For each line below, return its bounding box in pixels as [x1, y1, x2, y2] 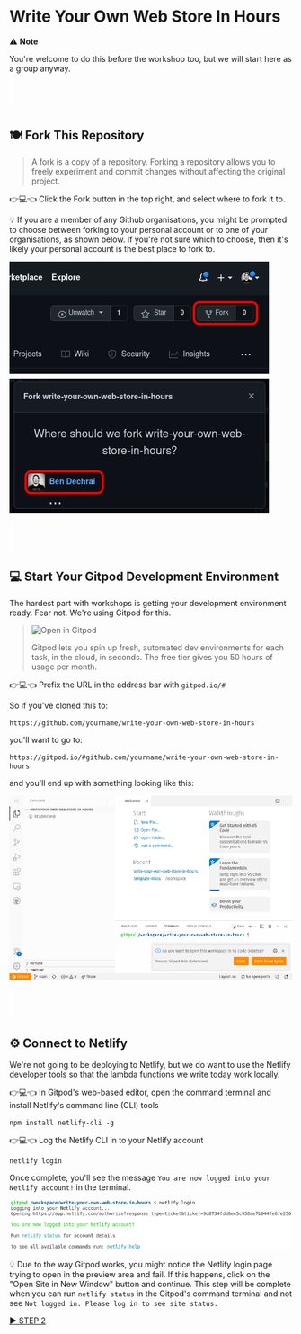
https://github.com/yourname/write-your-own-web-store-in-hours [9, 718, 255, 728]
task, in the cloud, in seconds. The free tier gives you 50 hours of [31, 651, 273, 662]
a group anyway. [9, 63, 71, 74]
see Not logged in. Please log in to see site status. [9, 1298, 218, 1309]
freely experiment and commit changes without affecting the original [31, 166, 286, 176]
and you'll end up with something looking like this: [9, 777, 195, 788]
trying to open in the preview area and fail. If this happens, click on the [9, 1269, 270, 1280]
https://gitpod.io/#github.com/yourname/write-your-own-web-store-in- [9, 753, 279, 762]
